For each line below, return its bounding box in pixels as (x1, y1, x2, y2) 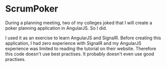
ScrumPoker (5, 3, 58, 15)
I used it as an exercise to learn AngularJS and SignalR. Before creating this (5, 35, 161, 41)
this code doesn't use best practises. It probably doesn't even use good (5, 51, 154, 57)
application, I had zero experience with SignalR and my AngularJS (5, 40, 142, 46)
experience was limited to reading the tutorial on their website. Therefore (5, 45, 156, 51)
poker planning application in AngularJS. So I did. (5, 25, 107, 31)
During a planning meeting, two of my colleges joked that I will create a (5, 20, 152, 26)
